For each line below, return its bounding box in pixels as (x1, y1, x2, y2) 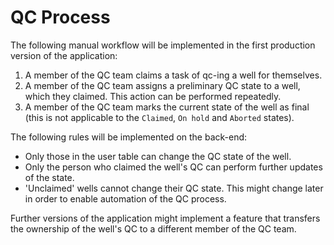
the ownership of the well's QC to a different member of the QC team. (10, 222, 297, 235)
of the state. (24, 171, 75, 183)
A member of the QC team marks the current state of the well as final (24, 101, 310, 113)
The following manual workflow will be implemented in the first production (10, 39, 316, 51)
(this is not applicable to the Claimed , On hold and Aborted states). (24, 111, 295, 123)
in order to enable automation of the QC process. (24, 192, 227, 205)
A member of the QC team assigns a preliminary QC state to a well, (24, 79, 301, 91)
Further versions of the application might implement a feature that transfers (10, 212, 321, 224)
